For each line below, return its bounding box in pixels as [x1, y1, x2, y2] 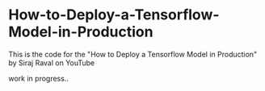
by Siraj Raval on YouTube [8, 58, 95, 68]
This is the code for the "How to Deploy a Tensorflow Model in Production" [8, 49, 258, 59]
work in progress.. [8, 73, 69, 83]
